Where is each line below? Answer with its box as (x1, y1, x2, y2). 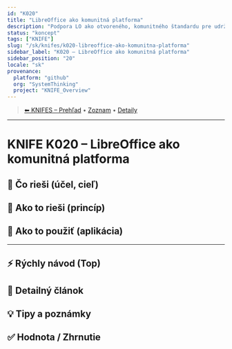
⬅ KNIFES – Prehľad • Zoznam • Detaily (23, 106, 138, 114)
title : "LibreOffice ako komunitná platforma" (7, 17, 144, 23)
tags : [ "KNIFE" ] (7, 36, 54, 43)
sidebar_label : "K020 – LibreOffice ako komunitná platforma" (7, 49, 190, 56)
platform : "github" (13, 74, 70, 81)
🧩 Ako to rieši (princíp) (7, 202, 106, 214)
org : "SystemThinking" (13, 81, 79, 88)
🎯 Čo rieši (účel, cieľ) (7, 179, 99, 190)
